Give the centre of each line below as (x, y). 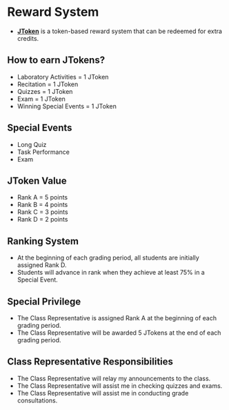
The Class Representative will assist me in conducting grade (103, 393)
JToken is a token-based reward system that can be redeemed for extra (120, 31)
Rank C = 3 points (42, 212)
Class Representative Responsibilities (90, 362)
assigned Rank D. (42, 265)
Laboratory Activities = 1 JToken (63, 77)
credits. (28, 38)
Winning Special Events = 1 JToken (67, 106)
